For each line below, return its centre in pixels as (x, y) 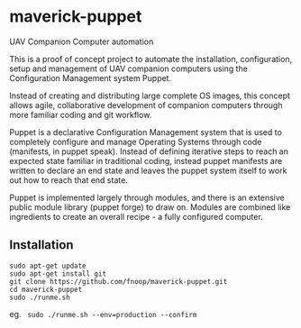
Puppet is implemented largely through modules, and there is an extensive (147, 197)
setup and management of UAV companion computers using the (128, 68)
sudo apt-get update (48, 266)
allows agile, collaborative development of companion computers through (146, 105)
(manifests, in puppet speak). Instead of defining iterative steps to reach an (149, 151)
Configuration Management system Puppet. (91, 77)
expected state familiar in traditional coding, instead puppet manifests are (146, 160)
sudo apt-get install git (58, 273)
